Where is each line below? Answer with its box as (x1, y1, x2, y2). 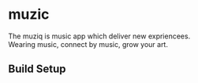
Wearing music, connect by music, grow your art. (8, 39, 168, 49)
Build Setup (8, 63, 66, 76)
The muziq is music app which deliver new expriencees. (8, 31, 191, 41)
